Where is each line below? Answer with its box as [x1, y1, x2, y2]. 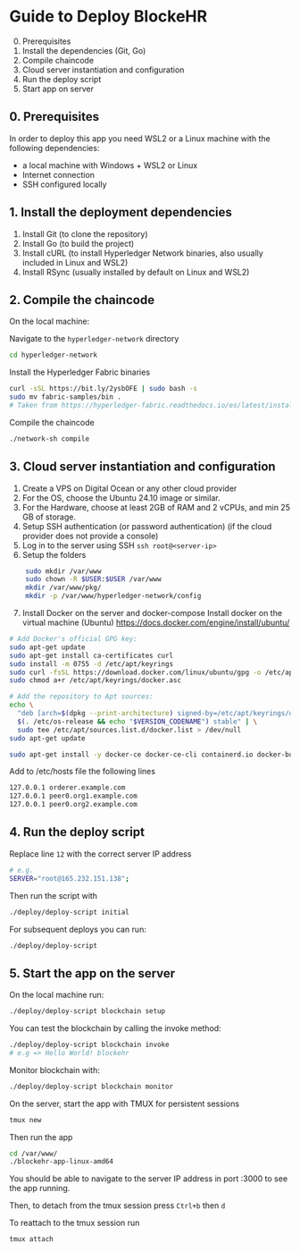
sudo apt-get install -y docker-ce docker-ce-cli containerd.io [9, 749, 254, 759]
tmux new [9, 1115, 42, 1124]
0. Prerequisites [9, 109, 100, 124]
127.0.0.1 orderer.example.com [9, 783, 126, 792]
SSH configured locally [21, 179, 107, 190]
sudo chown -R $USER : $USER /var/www [25, 575, 162, 584]
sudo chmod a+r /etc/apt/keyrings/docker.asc [9, 676, 181, 685]
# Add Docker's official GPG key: [9, 635, 138, 644]
